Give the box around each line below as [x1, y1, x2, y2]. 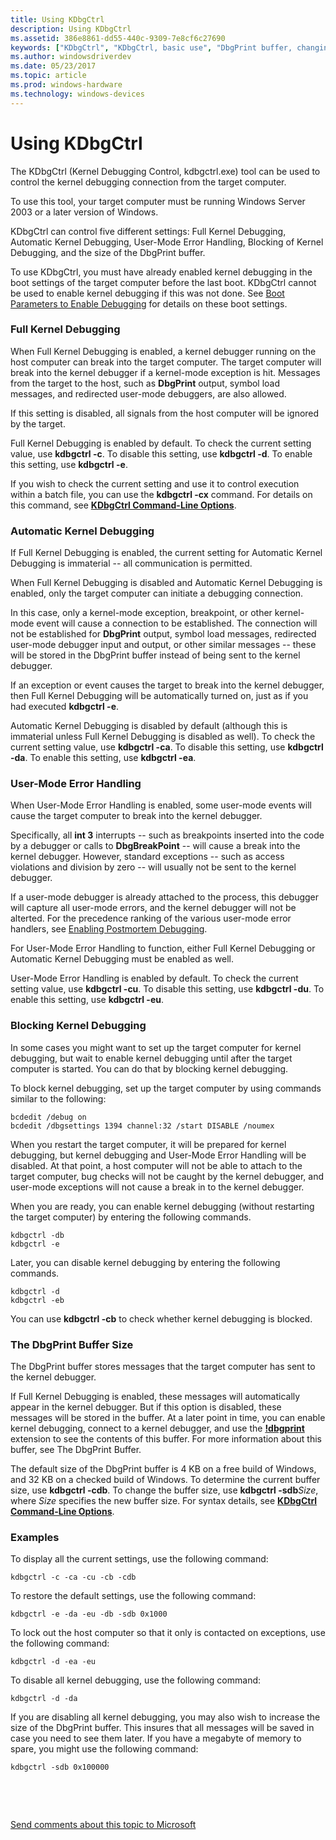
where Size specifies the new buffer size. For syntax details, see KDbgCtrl [10, 1495, 318, 1507]
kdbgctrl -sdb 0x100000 [10, 1762, 110, 1773]
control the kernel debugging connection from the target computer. [10, 176, 287, 188]
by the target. [10, 417, 66, 430]
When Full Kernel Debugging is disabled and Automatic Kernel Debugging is [10, 577, 323, 589]
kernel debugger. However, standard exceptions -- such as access [10, 851, 285, 863]
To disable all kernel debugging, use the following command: [10, 1674, 262, 1686]
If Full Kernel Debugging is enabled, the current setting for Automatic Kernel [10, 547, 323, 559]
